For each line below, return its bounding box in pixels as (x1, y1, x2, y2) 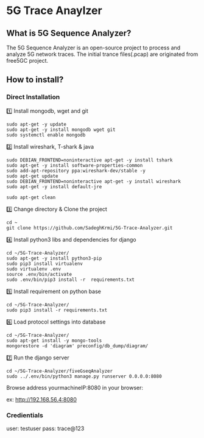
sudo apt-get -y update (6, 121, 67, 127)
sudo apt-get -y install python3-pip (6, 255, 102, 261)
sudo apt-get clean (6, 194, 56, 200)
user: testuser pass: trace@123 (6, 425, 85, 432)
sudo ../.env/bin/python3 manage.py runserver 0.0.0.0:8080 (6, 373, 163, 380)
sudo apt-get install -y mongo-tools (6, 337, 102, 344)
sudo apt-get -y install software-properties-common (6, 162, 143, 168)
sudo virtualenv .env (6, 266, 62, 272)
